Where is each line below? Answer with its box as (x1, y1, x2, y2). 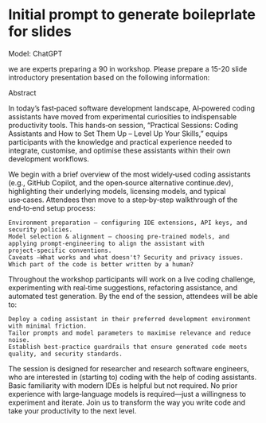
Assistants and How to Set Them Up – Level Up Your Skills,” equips (8, 129, 229, 138)
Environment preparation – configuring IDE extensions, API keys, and (8, 219, 248, 227)
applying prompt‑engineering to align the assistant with (8, 239, 205, 247)
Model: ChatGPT (8, 49, 63, 58)
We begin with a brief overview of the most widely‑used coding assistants (8, 169, 251, 179)
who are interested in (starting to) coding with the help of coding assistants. (8, 372, 257, 382)
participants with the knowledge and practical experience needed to (8, 137, 233, 146)
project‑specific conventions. (8, 246, 112, 254)
